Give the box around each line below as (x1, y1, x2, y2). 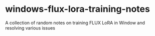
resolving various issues (5, 25, 55, 31)
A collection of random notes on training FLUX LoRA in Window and (5, 20, 145, 26)
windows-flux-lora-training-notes (5, 3, 150, 15)
